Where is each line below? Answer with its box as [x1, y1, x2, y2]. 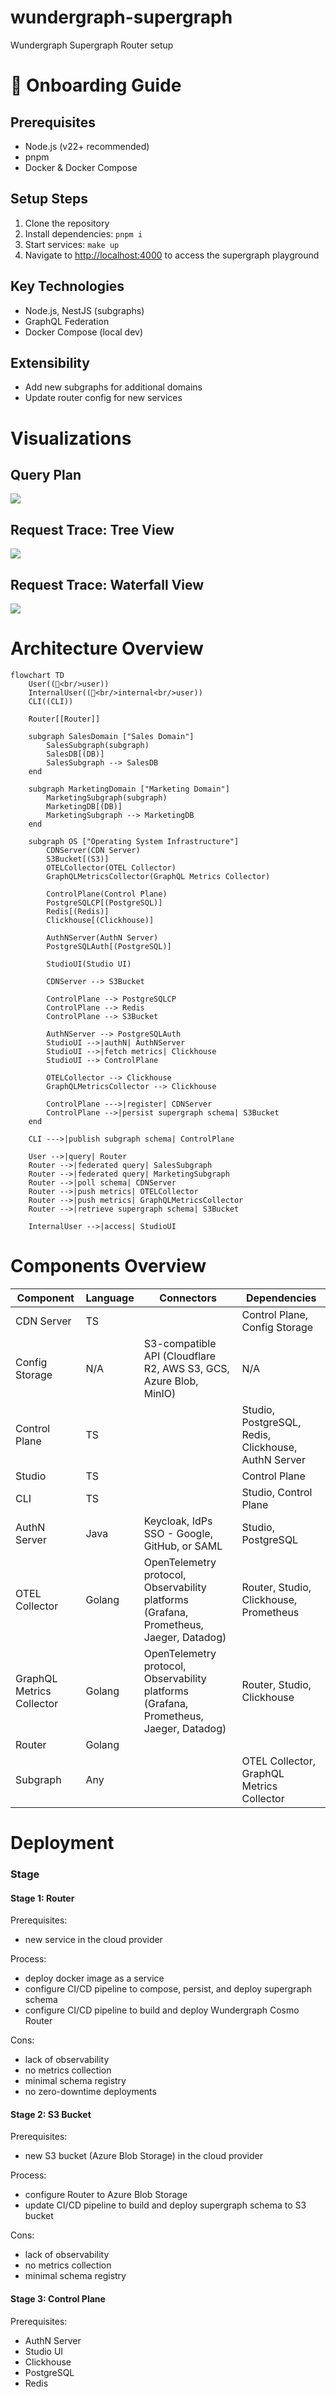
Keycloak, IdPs [143, 1514, 213, 1528]
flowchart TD [10, 670, 65, 680]
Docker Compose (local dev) [24, 326, 144, 338]
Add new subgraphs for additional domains [24, 381, 203, 393]
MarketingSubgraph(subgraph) [46, 792, 168, 803]
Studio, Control [241, 1485, 313, 1499]
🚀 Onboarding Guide [10, 74, 182, 97]
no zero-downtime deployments [24, 2086, 157, 2098]
